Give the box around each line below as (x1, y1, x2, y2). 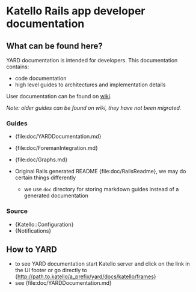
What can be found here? (6, 41, 103, 51)
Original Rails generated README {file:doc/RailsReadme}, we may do (14, 168, 186, 175)
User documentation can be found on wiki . (6, 93, 112, 100)
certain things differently (14, 174, 76, 181)
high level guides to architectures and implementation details (14, 81, 166, 88)
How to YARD (6, 244, 57, 254)
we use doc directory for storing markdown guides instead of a (23, 186, 179, 193)
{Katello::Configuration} (14, 221, 74, 228)
